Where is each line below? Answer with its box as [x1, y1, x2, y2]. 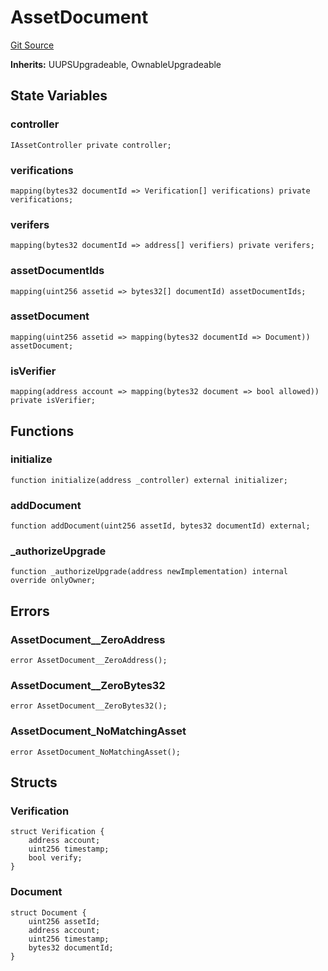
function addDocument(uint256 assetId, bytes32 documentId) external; [10, 521, 311, 531]
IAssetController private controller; [10, 140, 172, 150]
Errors [10, 602, 50, 620]
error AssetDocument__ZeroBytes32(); [10, 701, 168, 711]
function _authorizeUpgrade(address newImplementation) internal [10, 567, 288, 577]
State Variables [10, 87, 108, 105]
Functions [10, 422, 75, 440]
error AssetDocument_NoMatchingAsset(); [10, 747, 182, 757]
